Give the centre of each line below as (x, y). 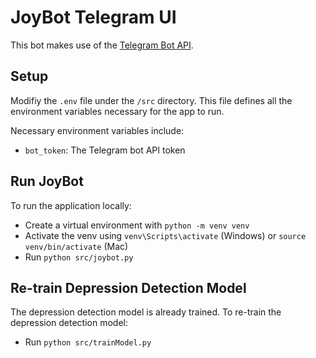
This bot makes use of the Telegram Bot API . (102, 45)
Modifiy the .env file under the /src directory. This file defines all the (151, 100)
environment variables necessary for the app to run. (117, 111)
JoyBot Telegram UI (93, 17)
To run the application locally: (71, 205)
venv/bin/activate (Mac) (76, 246)
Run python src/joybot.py (79, 257)
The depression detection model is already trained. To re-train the (146, 312)
